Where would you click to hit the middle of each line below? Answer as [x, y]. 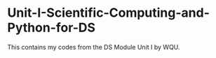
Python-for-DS [52, 28]
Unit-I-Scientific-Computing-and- [109, 13]
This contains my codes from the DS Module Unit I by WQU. [94, 47]
